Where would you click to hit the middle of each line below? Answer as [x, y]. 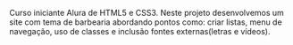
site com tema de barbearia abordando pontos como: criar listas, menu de [146, 22]
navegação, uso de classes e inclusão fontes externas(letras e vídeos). [140, 31]
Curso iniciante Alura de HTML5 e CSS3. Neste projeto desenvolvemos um [146, 13]
